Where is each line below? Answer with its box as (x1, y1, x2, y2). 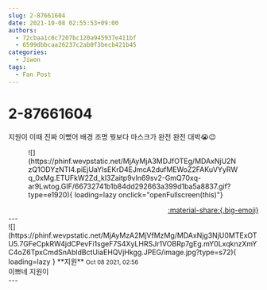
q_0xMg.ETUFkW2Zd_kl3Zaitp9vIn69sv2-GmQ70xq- (28, 173, 201, 182)
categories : (8, 48, 48, 56)
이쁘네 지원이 (8, 266, 49, 276)
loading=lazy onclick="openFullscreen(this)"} (74, 189, 224, 199)
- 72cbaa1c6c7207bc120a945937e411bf (15, 33, 137, 42)
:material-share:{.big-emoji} (168, 205, 259, 215)
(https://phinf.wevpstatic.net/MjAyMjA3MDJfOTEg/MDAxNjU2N (28, 156, 237, 166)
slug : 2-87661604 (8, 11, 66, 20)
